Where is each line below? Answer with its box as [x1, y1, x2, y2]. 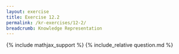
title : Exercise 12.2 [6, 14, 60, 20]
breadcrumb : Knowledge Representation [6, 25, 102, 31]
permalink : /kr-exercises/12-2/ [6, 20, 86, 26]
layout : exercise [6, 8, 49, 15]
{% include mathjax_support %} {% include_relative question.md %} [6, 42, 174, 49]
